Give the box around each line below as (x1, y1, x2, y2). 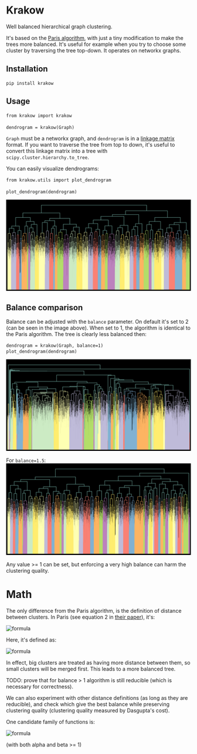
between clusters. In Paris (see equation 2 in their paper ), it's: (6, 613, 155, 620)
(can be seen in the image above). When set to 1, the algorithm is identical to (6, 324, 191, 331)
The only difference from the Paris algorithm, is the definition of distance (6, 607, 182, 614)
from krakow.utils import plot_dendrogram (6, 177, 111, 183)
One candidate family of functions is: (6, 718, 96, 725)
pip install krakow (6, 80, 54, 86)
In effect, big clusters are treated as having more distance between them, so (6, 659, 191, 666)
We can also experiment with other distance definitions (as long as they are (6, 694, 188, 701)
